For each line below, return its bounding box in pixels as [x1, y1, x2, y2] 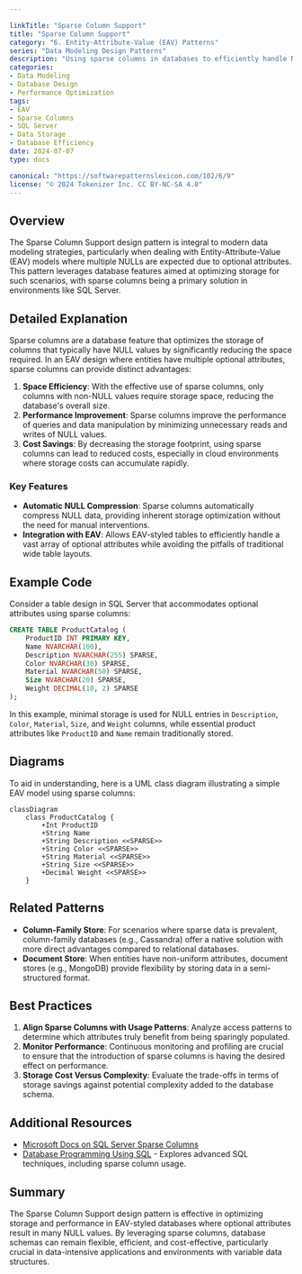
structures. [9, 1256, 49, 1267]
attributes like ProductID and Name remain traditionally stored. [9, 727, 234, 739]
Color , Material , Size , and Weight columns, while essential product [9, 718, 256, 729]
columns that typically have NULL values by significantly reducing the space [9, 344, 292, 355]
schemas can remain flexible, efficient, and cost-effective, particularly [9, 1237, 269, 1248]
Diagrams [9, 754, 65, 769]
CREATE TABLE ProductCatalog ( [9, 625, 127, 635]
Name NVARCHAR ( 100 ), [25, 642, 102, 651]
